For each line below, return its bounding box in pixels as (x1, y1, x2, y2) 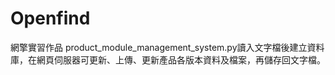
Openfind (10, 7, 91, 30)
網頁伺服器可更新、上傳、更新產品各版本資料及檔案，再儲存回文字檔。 (36, 53, 326, 66)
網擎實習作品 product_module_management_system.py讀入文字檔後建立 (10, 41, 308, 53)
